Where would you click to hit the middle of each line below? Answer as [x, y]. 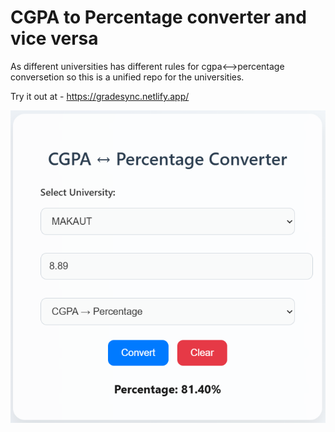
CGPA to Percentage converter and [158, 17]
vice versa [54, 38]
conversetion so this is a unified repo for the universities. [127, 77]
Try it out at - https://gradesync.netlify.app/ [100, 96]
